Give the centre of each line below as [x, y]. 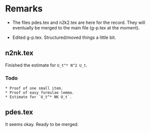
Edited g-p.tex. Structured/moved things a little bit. [64, 37]
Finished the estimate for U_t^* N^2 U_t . [46, 65]
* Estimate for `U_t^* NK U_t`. [38, 97]
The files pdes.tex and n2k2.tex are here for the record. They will [79, 22]
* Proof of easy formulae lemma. [40, 93]
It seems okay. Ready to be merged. [42, 124]
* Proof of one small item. [34, 88]
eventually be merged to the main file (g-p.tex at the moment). [76, 27]
